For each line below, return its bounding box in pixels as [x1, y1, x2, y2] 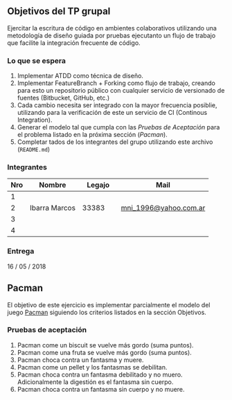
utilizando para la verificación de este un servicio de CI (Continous [17, 109, 208, 117]
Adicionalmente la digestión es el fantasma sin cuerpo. [17, 377, 174, 386]
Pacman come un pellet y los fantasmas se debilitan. [17, 363, 168, 371]
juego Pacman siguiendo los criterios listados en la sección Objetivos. [7, 308, 206, 316]
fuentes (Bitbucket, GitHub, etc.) [17, 93, 110, 102]
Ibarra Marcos [30, 203, 76, 213]
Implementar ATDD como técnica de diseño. [17, 72, 144, 80]
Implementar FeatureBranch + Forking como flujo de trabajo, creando [17, 79, 216, 87]
